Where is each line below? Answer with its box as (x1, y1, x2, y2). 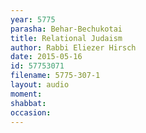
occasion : (10, 107, 52, 118)
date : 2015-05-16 (10, 52, 83, 62)
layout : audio (10, 80, 70, 90)
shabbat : (10, 98, 47, 108)
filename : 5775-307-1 (10, 71, 101, 81)
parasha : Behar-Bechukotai (10, 24, 123, 34)
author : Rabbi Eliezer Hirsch (10, 42, 137, 53)
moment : (10, 89, 43, 99)
